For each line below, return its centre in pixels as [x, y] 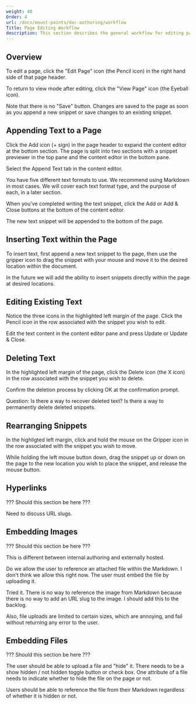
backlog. [17, 605]
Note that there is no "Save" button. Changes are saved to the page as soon [97, 106]
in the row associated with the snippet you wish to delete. [75, 378]
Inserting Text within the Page [62, 239]
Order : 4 [17, 17]
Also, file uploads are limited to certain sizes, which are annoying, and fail [94, 616]
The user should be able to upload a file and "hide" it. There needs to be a [95, 666]
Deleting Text [31, 358]
